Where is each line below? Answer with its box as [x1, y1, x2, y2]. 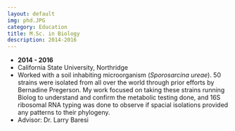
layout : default [7, 10, 55, 18]
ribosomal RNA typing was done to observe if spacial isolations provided [17, 101, 229, 109]
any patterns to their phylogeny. [17, 108, 110, 117]
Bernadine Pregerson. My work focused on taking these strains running [17, 86, 225, 94]
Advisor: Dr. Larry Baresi [17, 116, 89, 124]
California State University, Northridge [17, 63, 129, 72]
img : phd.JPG [7, 17, 46, 24]
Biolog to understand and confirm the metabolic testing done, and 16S [17, 93, 221, 102]
